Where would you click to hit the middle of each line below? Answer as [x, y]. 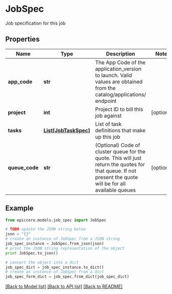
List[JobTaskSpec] [67, 130]
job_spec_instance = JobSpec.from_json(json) [55, 244]
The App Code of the [120, 62]
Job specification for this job [35, 23]
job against [108, 115]
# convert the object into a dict [42, 262]
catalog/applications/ [121, 94]
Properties [23, 39]
